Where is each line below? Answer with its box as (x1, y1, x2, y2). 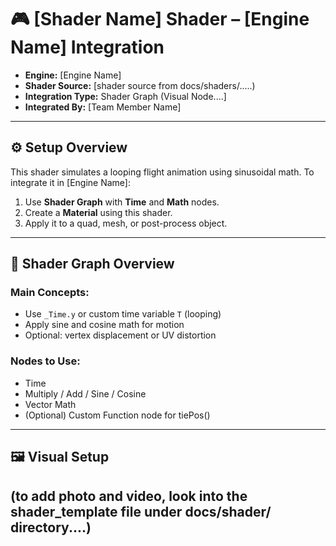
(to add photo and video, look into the (10, 487, 248, 505)
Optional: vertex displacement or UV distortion (24, 329, 217, 341)
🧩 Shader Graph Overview (10, 256, 175, 273)
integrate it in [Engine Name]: (10, 176, 131, 188)
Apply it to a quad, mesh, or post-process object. (24, 217, 228, 229)
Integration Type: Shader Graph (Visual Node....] (24, 90, 227, 102)
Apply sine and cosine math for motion (24, 319, 185, 331)
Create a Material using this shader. (24, 206, 173, 218)
